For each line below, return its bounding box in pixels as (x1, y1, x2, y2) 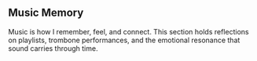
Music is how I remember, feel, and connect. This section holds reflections (8, 27, 249, 36)
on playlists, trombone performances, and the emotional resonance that (8, 35, 240, 45)
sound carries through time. (8, 43, 98, 53)
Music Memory (8, 6, 84, 20)
